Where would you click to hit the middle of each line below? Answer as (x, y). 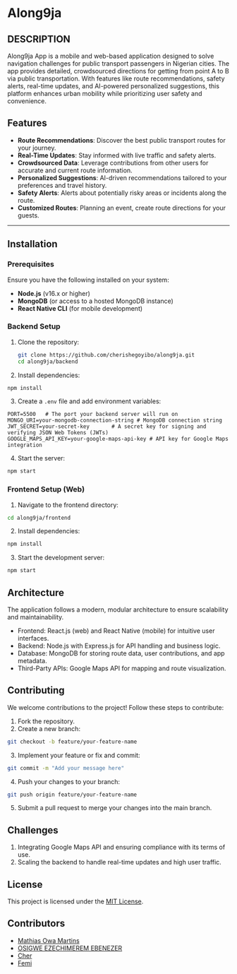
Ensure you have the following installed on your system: (88, 280)
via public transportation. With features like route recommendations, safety (116, 78)
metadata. (32, 661)
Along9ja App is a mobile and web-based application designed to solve (111, 56)
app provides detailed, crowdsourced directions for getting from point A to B (118, 71)
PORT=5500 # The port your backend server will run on (93, 415)
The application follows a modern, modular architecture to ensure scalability (118, 610)
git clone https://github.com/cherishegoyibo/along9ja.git (106, 355)
